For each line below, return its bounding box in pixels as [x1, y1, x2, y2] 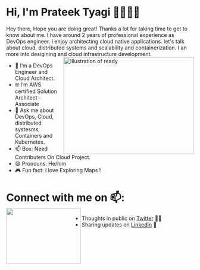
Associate [14, 100, 40, 107]
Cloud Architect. [14, 75, 55, 82]
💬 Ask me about [14, 107, 54, 114]
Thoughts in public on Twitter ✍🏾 [82, 215, 162, 222]
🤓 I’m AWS [14, 80, 42, 88]
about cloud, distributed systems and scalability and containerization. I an [6, 44, 187, 51]
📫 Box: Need [14, 145, 48, 152]
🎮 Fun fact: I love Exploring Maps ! [14, 166, 101, 173]
